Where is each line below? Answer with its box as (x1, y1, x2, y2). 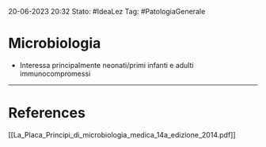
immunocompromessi (19, 69, 91, 78)
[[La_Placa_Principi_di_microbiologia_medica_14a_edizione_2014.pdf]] (8, 130, 236, 139)
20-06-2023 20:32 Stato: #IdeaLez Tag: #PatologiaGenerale (8, 7, 206, 16)
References (8, 104, 85, 122)
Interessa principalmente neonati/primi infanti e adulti (19, 60, 194, 70)
